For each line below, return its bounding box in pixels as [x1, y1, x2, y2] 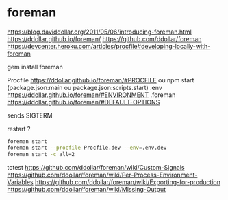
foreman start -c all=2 [7, 151, 75, 157]
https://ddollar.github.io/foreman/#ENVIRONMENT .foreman [7, 91, 176, 99]
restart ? [7, 124, 31, 133]
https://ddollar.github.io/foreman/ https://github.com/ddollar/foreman [7, 34, 202, 43]
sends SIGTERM [7, 111, 53, 120]
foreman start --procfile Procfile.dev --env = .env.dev [7, 144, 167, 151]
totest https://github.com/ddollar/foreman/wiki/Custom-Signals [7, 163, 185, 171]
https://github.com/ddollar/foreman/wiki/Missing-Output [7, 185, 166, 193]
